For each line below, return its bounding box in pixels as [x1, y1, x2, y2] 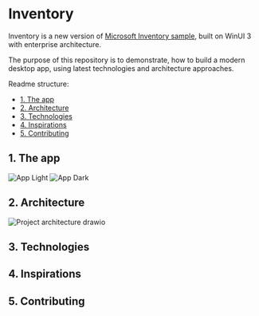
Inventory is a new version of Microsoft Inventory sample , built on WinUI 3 [8, 31, 252, 41]
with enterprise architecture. [8, 39, 102, 49]
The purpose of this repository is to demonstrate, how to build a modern [8, 55, 245, 65]
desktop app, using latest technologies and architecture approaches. [8, 63, 234, 73]
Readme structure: [8, 79, 69, 89]
